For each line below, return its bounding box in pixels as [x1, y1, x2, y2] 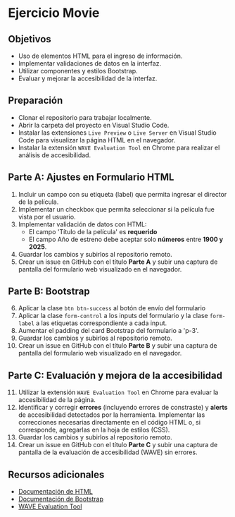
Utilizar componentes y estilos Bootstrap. [18, 67, 138, 75]
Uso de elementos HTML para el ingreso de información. [18, 51, 183, 60]
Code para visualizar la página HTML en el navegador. [18, 135, 176, 144]
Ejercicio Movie [8, 5, 100, 21]
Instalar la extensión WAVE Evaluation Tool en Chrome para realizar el [18, 143, 220, 152]
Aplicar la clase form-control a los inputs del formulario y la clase [18, 312, 208, 320]
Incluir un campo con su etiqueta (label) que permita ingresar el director [18, 190, 227, 198]
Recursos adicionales [8, 468, 105, 480]
